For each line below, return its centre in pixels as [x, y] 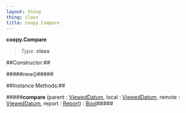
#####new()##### [30, 74]
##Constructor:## [28, 62]
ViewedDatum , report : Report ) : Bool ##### [60, 103]
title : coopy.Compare [33, 23]
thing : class [22, 17]
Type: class [35, 51]
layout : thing [24, 12]
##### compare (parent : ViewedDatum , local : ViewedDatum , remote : [93, 97]
